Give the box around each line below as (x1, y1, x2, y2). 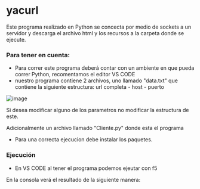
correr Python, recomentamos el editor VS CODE (14, 71, 136, 78)
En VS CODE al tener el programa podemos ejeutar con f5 (14, 165, 158, 172)
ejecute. (6, 36, 26, 43)
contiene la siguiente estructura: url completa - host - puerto (14, 83, 164, 91)
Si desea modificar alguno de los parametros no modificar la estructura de (6, 107, 189, 114)
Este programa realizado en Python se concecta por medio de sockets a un (6, 23, 192, 30)
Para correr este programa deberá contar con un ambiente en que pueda (14, 64, 195, 72)
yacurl (6, 4, 39, 17)
